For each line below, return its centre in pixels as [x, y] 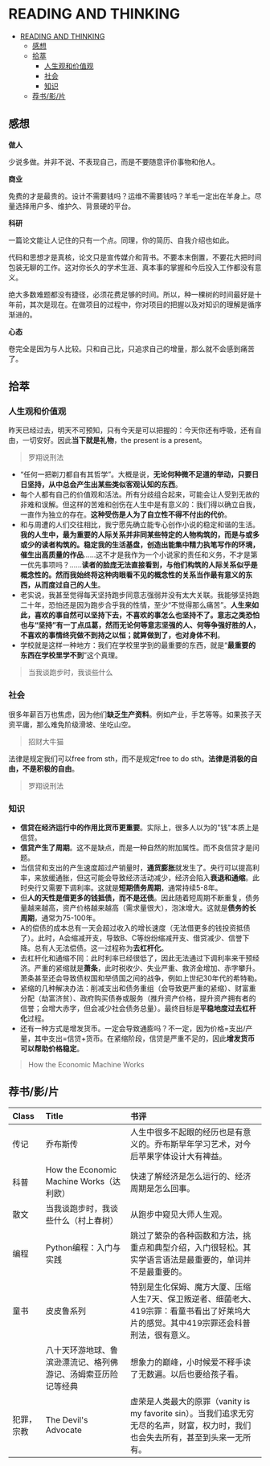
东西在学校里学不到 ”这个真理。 [71, 655]
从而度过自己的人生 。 [70, 585]
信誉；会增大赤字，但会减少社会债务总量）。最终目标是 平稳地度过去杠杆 [138, 1009]
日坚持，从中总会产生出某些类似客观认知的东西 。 [101, 485]
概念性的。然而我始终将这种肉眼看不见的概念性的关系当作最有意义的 [133, 575]
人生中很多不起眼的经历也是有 [186, 1132]
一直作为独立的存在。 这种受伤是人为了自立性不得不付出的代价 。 [125, 514]
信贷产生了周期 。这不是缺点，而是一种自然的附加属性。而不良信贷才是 [136, 848]
